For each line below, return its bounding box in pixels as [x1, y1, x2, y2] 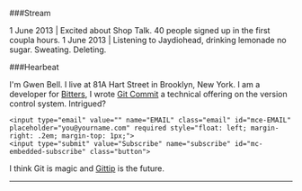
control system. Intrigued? [9, 98, 106, 109]
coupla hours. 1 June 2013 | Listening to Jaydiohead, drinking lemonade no [9, 35, 287, 45]
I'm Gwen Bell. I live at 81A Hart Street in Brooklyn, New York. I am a [9, 79, 261, 89]
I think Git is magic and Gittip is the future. [9, 163, 164, 174]
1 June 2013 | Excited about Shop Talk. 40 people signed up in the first [9, 25, 271, 35]
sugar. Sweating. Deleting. [9, 44, 107, 55]
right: [9, 132, 34, 141]
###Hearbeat [9, 62, 59, 72]
